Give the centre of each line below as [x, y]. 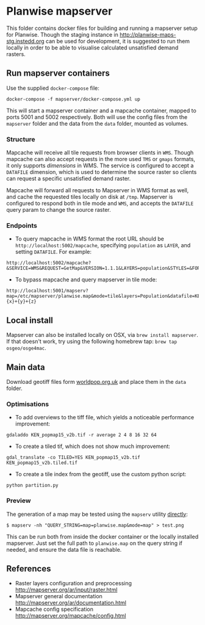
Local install [30, 320]
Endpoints [22, 225]
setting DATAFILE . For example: [53, 252]
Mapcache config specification [54, 609]
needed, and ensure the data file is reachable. [64, 549]
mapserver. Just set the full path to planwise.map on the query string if [95, 543]
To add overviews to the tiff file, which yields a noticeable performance [105, 417]
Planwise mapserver [59, 11]
